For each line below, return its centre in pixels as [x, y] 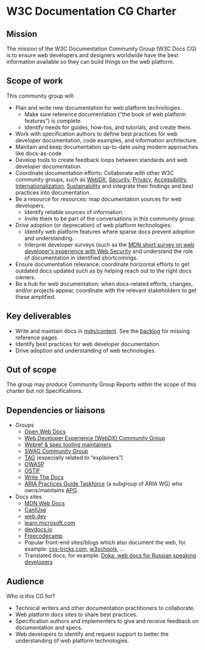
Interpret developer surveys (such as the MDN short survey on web [109, 244]
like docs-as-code [38, 153]
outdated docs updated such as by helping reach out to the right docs [103, 271]
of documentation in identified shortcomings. [81, 257]
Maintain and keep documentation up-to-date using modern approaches [106, 147]
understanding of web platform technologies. [72, 641]
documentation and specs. [49, 628]
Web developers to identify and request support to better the [92, 634]
